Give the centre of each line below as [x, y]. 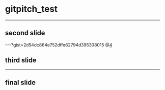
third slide [21, 60]
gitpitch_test [31, 9]
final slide [20, 82]
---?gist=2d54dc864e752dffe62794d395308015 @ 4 [59, 45]
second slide [25, 33]
